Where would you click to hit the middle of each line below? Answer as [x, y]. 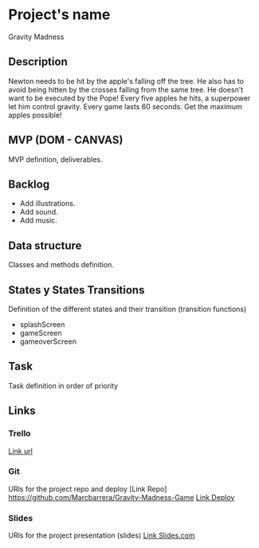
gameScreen [41, 333]
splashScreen [42, 324]
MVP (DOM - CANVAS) [66, 140]
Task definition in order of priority [63, 385]
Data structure [45, 245]
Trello [20, 434]
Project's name [59, 15]
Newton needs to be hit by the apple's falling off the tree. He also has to [126, 81]
